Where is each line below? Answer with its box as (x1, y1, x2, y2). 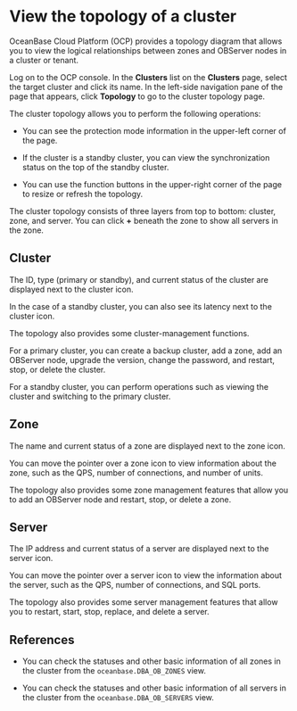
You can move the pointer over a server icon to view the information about (9, 570, 283, 581)
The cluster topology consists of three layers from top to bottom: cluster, (9, 205, 276, 216)
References (9, 632, 75, 648)
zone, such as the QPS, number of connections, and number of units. (9, 467, 264, 478)
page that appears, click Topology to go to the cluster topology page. (9, 91, 266, 102)
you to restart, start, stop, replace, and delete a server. (9, 607, 210, 617)
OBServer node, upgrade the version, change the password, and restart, (9, 354, 275, 365)
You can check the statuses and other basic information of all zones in (21, 656, 281, 666)
